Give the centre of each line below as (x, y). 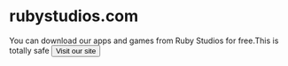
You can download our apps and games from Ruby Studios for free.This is (144, 40)
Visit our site (76, 51)
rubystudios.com (74, 16)
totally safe (30, 50)
